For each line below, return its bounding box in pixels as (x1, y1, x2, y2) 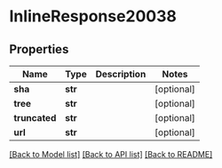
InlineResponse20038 (9, 6, 178, 27)
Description (95, 68, 147, 80)
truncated (13, 112, 57, 124)
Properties (9, 42, 69, 57)
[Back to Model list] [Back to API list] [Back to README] (9, 149, 213, 159)
